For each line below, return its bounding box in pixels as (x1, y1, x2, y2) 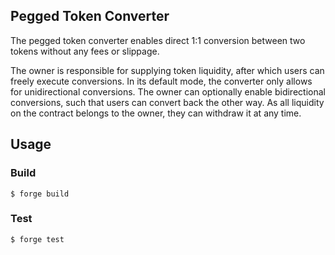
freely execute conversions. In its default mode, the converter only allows (10, 75, 313, 87)
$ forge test (10, 234, 65, 244)
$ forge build (10, 189, 70, 199)
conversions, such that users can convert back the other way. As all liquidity (10, 96, 325, 108)
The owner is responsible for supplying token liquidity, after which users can (10, 64, 325, 76)
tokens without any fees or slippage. (10, 45, 160, 57)
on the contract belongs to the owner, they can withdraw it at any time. (10, 107, 302, 119)
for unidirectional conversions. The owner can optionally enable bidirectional (10, 85, 326, 98)
